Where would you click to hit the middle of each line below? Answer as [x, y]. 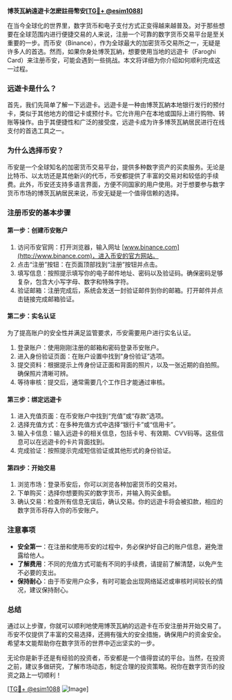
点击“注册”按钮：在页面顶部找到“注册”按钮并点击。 [89, 264]
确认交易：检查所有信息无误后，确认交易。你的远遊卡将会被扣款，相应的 [120, 502]
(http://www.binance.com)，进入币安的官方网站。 [88, 255]
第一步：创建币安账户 [37, 231]
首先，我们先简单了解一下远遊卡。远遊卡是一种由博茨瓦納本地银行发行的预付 [116, 105]
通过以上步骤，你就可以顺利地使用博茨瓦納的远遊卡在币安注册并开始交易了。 [116, 625]
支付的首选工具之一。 [37, 131]
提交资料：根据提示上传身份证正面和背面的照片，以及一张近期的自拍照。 [120, 365]
